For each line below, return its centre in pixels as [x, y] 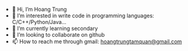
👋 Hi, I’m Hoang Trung [39, 9]
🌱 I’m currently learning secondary [55, 28]
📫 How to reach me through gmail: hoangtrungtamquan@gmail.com [97, 41]
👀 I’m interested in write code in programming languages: [83, 16]
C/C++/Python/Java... [39, 22]
